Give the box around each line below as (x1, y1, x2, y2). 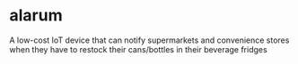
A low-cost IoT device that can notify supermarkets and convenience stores (9, 35, 290, 45)
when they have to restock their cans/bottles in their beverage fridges (9, 44, 267, 54)
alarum (9, 5, 63, 26)
